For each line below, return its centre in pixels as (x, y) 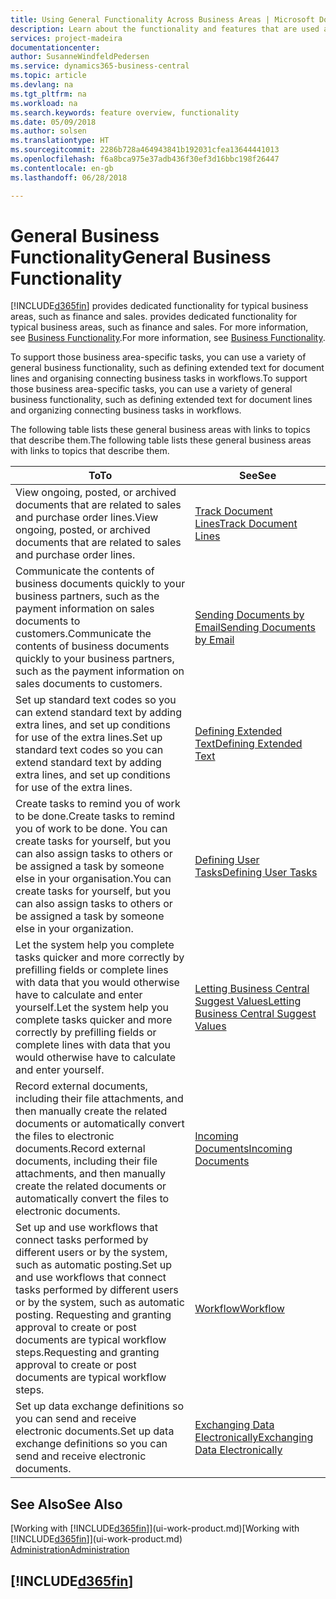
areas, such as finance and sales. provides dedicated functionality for (154, 317)
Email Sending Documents (255, 628)
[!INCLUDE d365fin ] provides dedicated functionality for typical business (159, 306)
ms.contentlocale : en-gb (62, 168)
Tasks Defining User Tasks (256, 873)
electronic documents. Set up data (95, 1431)
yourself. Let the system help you (92, 1008)
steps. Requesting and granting (87, 1353)
